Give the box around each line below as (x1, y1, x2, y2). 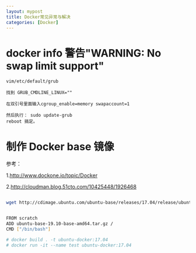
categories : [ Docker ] (6, 19, 59, 25)
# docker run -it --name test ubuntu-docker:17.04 (6, 242, 132, 248)
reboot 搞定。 (6, 119, 38, 124)
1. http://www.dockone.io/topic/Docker (6, 172, 98, 179)
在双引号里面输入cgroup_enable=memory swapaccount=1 (6, 101, 130, 107)
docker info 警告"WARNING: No (6, 46, 162, 60)
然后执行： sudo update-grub (6, 112, 73, 119)
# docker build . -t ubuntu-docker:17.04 (6, 237, 108, 242)
